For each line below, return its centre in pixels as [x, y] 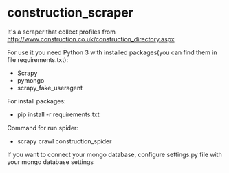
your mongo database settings [51, 162]
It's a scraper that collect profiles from [61, 32]
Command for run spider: [43, 128]
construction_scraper [70, 13]
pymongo [31, 80]
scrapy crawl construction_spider [64, 141]
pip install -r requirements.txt [58, 114]
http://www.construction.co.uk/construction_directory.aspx [91, 39]
